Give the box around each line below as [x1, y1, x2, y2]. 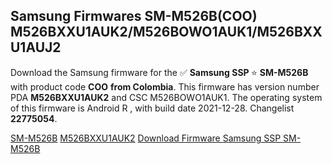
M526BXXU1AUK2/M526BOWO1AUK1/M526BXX [10, 24, 323, 41]
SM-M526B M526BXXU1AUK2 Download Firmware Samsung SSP [10, 132, 282, 144]
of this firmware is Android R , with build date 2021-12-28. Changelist [10, 102, 295, 114]
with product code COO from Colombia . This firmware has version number [10, 80, 320, 93]
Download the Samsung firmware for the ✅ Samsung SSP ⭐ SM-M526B [10, 66, 309, 78]
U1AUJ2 [10, 39, 62, 56]
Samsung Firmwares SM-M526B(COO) [10, 8, 258, 25]
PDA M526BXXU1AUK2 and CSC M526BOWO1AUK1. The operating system [10, 91, 323, 103]
